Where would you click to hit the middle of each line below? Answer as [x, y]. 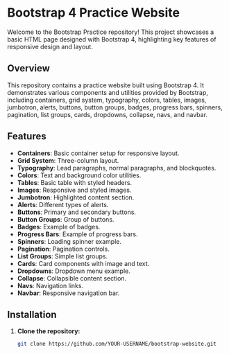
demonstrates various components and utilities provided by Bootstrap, [108, 92]
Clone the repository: [49, 331]
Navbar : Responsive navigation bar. [68, 293]
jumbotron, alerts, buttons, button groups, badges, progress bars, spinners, [115, 107]
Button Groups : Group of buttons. [66, 219]
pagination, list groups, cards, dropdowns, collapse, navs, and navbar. [108, 114]
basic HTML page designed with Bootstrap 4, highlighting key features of [112, 39]
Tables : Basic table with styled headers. [75, 182]
